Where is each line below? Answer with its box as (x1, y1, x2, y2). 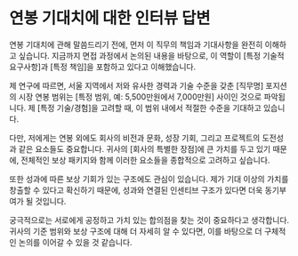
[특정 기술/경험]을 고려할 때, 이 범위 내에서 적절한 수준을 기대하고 (36, 102, 262, 113)
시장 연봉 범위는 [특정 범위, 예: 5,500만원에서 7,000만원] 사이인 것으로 (18, 91, 262, 102)
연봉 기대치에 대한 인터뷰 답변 (9, 8, 211, 28)
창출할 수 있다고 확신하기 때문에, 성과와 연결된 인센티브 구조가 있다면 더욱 (9, 184, 263, 196)
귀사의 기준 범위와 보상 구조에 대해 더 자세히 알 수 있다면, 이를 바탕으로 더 (9, 226, 262, 236)
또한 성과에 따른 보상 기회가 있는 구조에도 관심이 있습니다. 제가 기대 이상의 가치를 (9, 173, 289, 184)
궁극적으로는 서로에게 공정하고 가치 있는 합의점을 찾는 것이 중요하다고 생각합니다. (9, 214, 290, 225)
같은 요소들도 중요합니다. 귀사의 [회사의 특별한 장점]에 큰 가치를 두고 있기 (18, 143, 271, 154)
